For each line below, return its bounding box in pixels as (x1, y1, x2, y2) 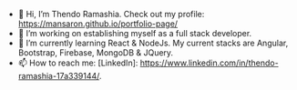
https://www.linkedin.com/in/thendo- (139, 57, 280, 68)
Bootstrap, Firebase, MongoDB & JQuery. (17, 47, 174, 58)
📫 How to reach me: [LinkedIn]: (17, 57, 138, 68)
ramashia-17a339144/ (17, 71, 100, 81)
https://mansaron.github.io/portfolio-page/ (17, 18, 179, 29)
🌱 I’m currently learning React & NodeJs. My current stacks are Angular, (17, 37, 289, 48)
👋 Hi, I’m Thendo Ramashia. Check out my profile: (17, 9, 205, 19)
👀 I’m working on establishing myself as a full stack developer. (17, 28, 252, 38)
